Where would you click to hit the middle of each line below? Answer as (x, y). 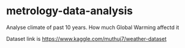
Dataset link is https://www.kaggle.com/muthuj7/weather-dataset (87, 39)
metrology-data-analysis (70, 11)
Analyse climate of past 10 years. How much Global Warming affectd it (92, 27)
